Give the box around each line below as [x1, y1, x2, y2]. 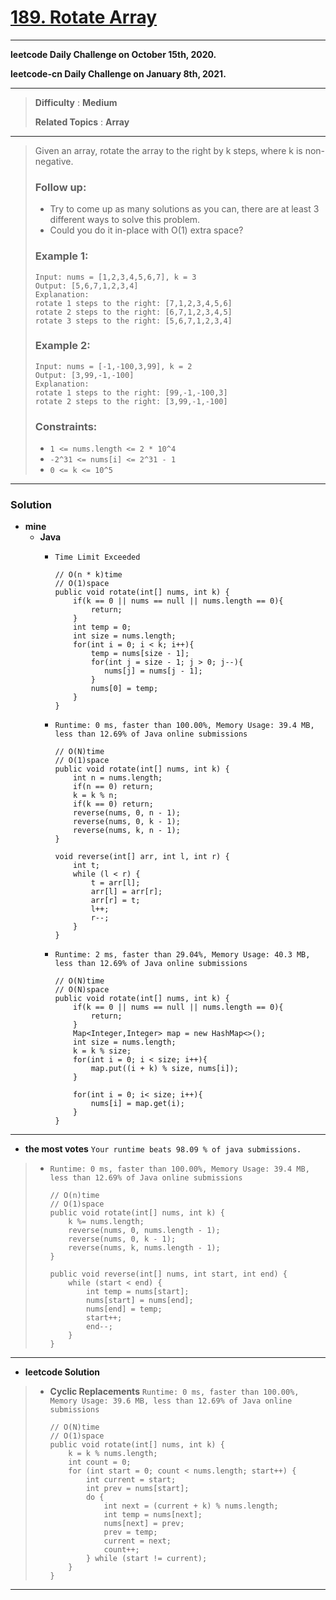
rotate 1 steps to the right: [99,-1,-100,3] [34, 387, 228, 398]
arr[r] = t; [90, 896, 141, 906]
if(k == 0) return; [73, 799, 154, 810]
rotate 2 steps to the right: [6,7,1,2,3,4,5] [34, 307, 233, 317]
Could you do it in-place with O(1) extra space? [49, 224, 244, 236]
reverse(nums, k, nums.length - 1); [68, 1243, 221, 1253]
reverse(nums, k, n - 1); [73, 826, 181, 836]
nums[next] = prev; [103, 1519, 185, 1529]
